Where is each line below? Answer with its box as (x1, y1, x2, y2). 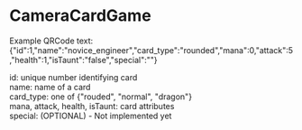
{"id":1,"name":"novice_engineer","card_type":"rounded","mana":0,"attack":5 (9, 44, 294, 55)
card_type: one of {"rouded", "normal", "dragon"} (9, 91, 192, 102)
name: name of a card (9, 81, 91, 92)
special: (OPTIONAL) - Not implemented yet (9, 110, 172, 121)
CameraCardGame (9, 5, 151, 26)
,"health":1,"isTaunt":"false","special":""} (9, 54, 158, 65)
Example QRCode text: (9, 35, 94, 46)
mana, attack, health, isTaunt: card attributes (9, 100, 175, 111)
